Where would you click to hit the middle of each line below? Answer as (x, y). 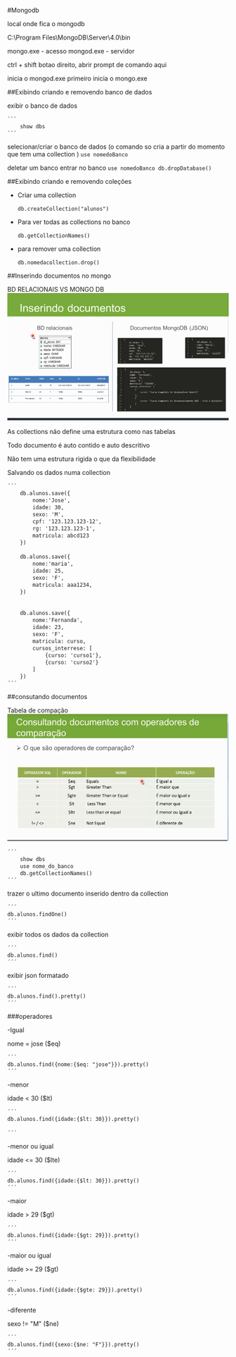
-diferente (22, 1310)
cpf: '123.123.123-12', (67, 521)
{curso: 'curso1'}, (73, 655)
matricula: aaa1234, (63, 585)
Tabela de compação (38, 710)
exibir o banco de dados (42, 106)
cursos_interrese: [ (63, 648)
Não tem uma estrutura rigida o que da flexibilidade (81, 459)
